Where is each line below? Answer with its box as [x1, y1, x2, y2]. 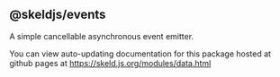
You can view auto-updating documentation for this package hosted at [9, 48, 272, 59]
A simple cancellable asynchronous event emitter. [9, 30, 194, 41]
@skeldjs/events [9, 7, 106, 22]
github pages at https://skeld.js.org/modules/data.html [9, 57, 212, 68]
